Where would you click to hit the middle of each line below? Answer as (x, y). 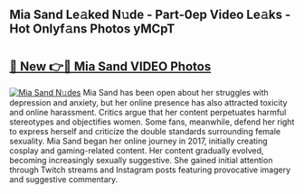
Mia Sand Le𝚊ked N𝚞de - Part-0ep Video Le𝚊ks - (150, 15)
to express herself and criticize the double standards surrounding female (145, 131)
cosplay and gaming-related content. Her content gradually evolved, (137, 151)
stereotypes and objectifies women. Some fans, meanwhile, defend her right (152, 122)
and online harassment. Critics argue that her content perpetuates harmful (148, 112)
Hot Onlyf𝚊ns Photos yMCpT (92, 29)
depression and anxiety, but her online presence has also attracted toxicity (148, 102)
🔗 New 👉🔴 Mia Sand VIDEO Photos (110, 66)
